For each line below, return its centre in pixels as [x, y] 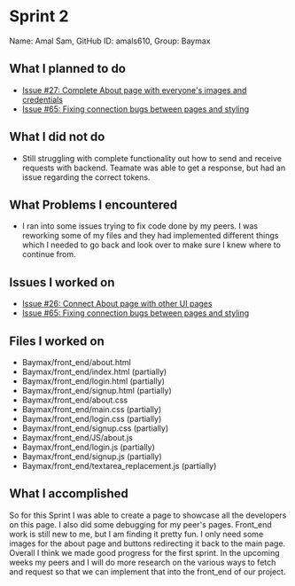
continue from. [49, 254]
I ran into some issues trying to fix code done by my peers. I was [140, 226]
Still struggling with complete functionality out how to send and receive [151, 158]
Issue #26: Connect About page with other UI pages [117, 304]
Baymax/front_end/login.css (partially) [92, 419]
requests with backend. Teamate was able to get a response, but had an [154, 168]
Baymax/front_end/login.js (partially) [88, 447]
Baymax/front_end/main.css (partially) [92, 409]
